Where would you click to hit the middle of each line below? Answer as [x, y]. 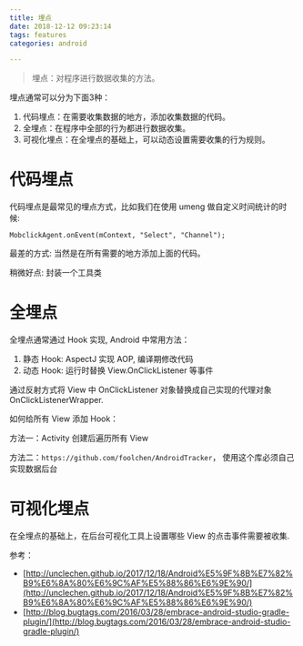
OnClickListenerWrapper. [56, 400]
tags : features [38, 35]
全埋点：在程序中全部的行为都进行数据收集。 [106, 128]
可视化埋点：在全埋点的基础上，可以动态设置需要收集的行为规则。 [146, 140]
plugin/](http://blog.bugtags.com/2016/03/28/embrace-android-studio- [157, 622]
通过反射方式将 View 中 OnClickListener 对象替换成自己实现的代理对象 [141, 390]
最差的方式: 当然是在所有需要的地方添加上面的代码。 [107, 253]
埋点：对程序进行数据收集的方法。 [96, 78]
